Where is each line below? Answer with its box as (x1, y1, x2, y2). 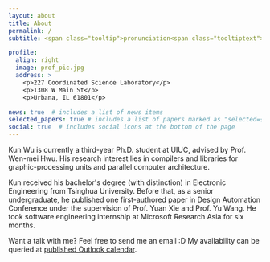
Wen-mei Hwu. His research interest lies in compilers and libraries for (8, 154, 239, 163)
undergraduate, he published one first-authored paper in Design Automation (8, 194, 261, 204)
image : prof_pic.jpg (15, 63, 84, 72)
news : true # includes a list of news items (8, 108, 163, 117)
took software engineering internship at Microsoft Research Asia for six (8, 212, 244, 221)
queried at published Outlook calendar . (8, 244, 137, 254)
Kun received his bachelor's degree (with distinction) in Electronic (8, 178, 227, 187)
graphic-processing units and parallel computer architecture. (8, 162, 211, 171)
